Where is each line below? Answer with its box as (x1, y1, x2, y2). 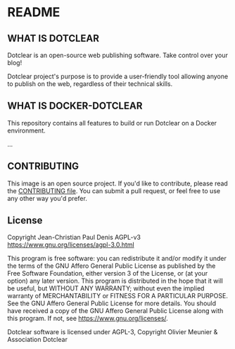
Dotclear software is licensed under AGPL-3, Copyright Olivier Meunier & (7, 328, 218, 336)
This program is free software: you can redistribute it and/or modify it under (7, 255, 227, 263)
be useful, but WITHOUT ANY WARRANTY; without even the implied (7, 284, 205, 293)
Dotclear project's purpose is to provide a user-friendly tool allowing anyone (7, 72, 229, 80)
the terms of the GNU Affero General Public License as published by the (7, 262, 216, 270)
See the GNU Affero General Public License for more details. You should (7, 299, 217, 307)
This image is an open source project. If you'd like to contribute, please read (7, 179, 229, 188)
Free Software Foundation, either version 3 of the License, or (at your (7, 269, 208, 278)
